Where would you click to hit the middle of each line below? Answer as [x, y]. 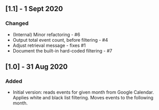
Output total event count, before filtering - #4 [60, 40]
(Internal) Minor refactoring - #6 [46, 34]
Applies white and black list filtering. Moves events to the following [83, 98]
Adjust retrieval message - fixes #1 [49, 45]
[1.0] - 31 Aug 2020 [37, 67]
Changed [17, 23]
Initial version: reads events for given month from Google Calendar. [83, 92]
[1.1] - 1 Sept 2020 [34, 9]
